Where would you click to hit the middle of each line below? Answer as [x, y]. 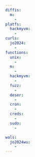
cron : [16, 105]
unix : [16, 57]
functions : [17, 52]
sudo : [16, 123]
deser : [17, 95]
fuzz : [16, 85]
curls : [12, 39]
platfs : [13, 24]
